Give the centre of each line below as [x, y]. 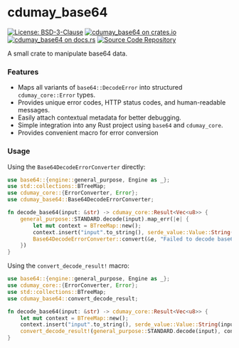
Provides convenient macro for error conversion [88, 133]
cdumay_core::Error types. [57, 95]
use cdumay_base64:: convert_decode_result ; [73, 299]
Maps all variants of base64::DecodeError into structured [100, 88]
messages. [34, 110]
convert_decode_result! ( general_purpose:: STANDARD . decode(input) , [121, 332]
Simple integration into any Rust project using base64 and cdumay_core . [120, 125]
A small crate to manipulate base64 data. [68, 53]
